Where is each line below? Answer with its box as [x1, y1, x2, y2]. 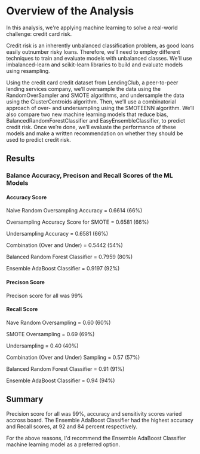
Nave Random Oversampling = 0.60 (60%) [6, 319, 111, 326]
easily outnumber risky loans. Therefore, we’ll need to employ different [6, 48, 180, 55]
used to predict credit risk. [6, 136, 71, 143]
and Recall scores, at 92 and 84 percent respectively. [6, 423, 138, 430]
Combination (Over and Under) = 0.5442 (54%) [6, 242, 124, 249]
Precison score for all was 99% [6, 292, 84, 299]
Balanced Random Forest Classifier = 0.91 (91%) [6, 365, 125, 372]
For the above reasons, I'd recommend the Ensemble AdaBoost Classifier [6, 434, 186, 441]
